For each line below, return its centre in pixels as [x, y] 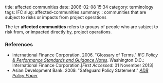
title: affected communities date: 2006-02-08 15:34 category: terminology [79, 7]
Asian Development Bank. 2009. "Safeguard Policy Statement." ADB [80, 70]
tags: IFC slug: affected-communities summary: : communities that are [76, 12]
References [19, 44]
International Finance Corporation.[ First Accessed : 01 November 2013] [83, 66]
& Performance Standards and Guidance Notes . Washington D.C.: [78, 60]
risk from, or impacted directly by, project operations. [58, 32]
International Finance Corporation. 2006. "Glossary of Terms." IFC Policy [85, 55]
